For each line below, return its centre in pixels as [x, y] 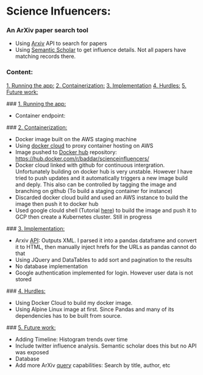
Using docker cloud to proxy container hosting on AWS [84, 145]
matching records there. [45, 57]
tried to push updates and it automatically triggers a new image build [101, 178]
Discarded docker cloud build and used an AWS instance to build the [101, 197]
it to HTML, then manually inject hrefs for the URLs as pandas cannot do [106, 247]
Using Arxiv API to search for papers [61, 43]
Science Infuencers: [59, 11]
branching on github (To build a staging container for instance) [94, 191]
